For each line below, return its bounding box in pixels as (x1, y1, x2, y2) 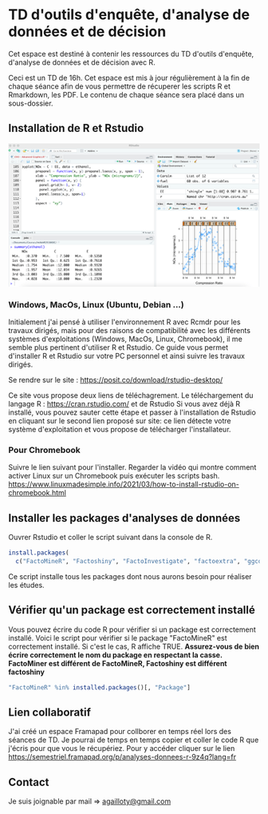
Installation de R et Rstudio (8, 121, 144, 135)
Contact (8, 775, 49, 788)
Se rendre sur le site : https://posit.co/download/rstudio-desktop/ (8, 375, 223, 384)
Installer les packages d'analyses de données (8, 511, 241, 525)
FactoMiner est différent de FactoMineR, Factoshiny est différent (8, 658, 227, 668)
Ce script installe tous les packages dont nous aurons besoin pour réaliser (8, 571, 253, 581)
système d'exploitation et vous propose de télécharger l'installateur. (8, 424, 231, 434)
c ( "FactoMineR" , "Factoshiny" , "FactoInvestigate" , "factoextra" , (15, 557, 241, 565)
